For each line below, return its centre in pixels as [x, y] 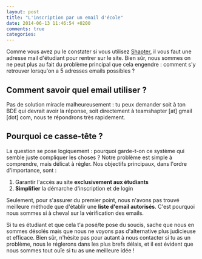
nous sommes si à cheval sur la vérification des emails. [75, 213]
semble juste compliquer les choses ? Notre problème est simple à [89, 157]
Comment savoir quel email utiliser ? [76, 90]
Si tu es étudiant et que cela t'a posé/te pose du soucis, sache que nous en [100, 225]
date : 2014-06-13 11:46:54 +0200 [49, 23]
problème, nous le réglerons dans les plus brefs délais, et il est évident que [100, 244]
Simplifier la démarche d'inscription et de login [74, 188]
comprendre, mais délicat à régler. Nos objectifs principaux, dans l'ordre [96, 163]
